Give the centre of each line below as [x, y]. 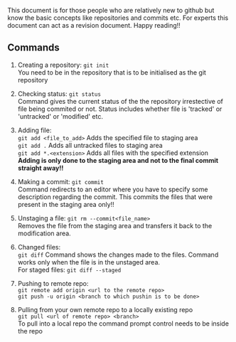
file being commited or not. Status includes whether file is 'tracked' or [120, 109]
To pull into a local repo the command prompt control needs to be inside [123, 324]
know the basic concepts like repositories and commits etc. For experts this [118, 18]
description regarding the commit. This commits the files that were [115, 197]
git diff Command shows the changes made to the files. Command [118, 255]
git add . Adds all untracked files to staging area [90, 145]
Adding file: [34, 130]
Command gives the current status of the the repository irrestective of [120, 101]
